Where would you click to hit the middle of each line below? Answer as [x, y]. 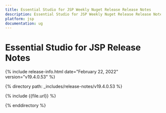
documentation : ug [24, 23]
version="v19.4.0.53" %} [30, 77]
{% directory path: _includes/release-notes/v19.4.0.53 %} [64, 86]
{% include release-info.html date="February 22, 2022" [62, 72]
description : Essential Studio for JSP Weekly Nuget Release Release [78, 14]
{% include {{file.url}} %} [31, 96]
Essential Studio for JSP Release [73, 48]
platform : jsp [20, 19]
